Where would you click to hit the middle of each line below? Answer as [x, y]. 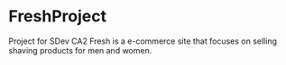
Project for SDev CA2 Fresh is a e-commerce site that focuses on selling [143, 41]
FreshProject [58, 16]
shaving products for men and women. [80, 50]
